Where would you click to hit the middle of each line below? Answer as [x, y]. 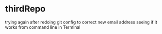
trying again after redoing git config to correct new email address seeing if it [81, 22]
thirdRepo [25, 9]
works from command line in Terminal [43, 27]
